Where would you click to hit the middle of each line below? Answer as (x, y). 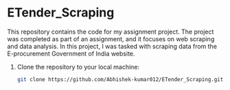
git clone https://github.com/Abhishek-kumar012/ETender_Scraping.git (120, 79)
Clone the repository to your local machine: (78, 67)
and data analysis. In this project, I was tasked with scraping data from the (112, 46)
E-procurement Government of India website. (71, 54)
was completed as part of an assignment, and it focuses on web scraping (111, 38)
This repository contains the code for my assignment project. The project (111, 32)
